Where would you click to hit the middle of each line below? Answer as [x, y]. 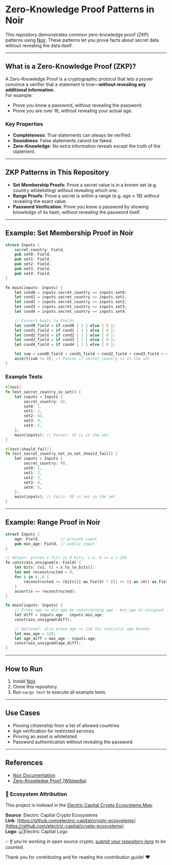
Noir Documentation [34, 775]
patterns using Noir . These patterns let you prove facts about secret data [82, 40]
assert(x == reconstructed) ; [46, 591]
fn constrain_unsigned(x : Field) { [43, 563]
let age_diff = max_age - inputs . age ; [56, 638]
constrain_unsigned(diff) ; [43, 619]
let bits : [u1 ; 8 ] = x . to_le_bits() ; [55, 568]
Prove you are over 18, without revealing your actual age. [73, 110]
